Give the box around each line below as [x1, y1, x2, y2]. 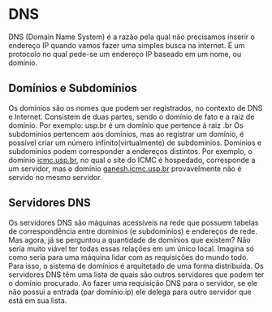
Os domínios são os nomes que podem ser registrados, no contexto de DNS [8, 103, 263, 112]
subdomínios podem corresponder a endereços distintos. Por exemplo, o [8, 146, 253, 156]
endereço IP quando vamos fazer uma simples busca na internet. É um [8, 40, 245, 50]
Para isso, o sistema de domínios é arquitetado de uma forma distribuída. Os [8, 261, 264, 270]
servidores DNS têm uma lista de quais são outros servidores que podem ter [8, 270, 265, 279]
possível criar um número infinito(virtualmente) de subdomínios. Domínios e [8, 138, 262, 147]
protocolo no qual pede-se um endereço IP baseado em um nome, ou [8, 49, 242, 59]
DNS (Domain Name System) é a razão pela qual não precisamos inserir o [8, 32, 256, 42]
